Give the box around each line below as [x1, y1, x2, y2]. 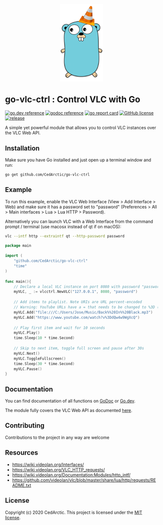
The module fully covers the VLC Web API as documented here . [5, 408, 132, 413]
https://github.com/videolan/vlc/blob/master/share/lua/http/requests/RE [12, 477, 156, 483]
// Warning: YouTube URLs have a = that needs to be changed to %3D [14, 305, 155, 310]
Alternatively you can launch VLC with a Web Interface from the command [5, 218, 153, 224]
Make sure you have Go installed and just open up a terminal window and [5, 157, 151, 163]
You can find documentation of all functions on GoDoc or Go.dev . [5, 398, 136, 404]
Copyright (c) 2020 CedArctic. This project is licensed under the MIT [5, 509, 143, 515]
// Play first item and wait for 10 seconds [14, 325, 105, 330]
